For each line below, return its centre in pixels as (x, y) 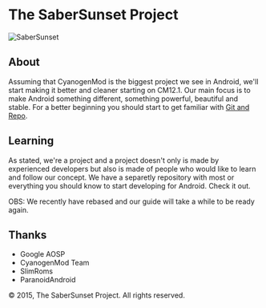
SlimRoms (36, 271)
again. (19, 209)
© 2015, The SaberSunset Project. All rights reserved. (97, 295)
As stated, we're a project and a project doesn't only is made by (114, 160)
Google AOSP (42, 254)
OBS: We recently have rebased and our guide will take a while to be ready (131, 201)
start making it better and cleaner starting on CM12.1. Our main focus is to (129, 90)
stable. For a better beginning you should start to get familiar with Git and (129, 107)
